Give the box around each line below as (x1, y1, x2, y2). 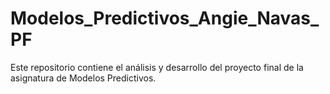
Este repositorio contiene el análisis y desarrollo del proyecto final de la (10, 61, 304, 73)
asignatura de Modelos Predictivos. (10, 72, 157, 84)
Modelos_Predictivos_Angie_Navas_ (10, 7, 320, 30)
